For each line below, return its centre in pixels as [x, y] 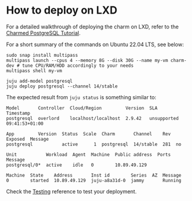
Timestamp [18, 113]
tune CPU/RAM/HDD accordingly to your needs [78, 66]
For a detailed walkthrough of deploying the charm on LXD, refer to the [92, 27]
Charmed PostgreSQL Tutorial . [44, 33]
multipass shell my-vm [34, 71]
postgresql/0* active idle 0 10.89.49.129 [76, 165]
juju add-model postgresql [39, 81]
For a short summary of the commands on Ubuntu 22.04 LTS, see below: [95, 44]
